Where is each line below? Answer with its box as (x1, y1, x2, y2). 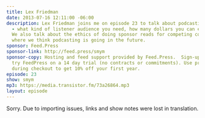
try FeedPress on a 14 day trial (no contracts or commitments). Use (12, 60, 192, 66)
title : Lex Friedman (6, 9, 59, 15)
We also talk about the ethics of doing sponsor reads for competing (12, 32, 192, 38)
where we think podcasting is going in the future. (12, 37, 146, 43)
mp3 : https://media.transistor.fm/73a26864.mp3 (6, 83, 130, 89)
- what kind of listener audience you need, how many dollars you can (12, 26, 195, 32)
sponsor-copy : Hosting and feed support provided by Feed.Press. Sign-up (6, 54, 201, 60)
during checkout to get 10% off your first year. (12, 65, 140, 72)
